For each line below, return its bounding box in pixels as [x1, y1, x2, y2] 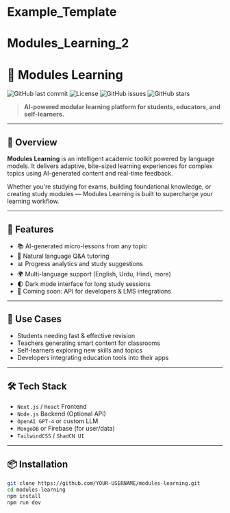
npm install [7, 493, 41, 500]
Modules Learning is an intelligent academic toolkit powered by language [7, 155, 215, 163]
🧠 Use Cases [7, 313, 62, 325]
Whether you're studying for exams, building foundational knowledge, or [7, 182, 212, 191]
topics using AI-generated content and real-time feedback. [7, 169, 173, 178]
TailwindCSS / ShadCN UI [16, 431, 84, 440]
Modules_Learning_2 [7, 36, 129, 51]
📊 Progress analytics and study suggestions [16, 259, 144, 267]
